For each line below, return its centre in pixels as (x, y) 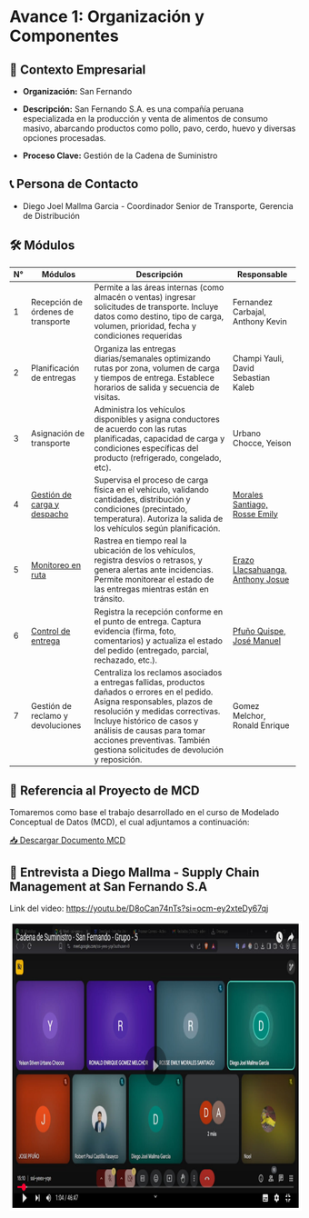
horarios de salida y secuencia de (157, 387)
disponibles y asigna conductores (157, 419)
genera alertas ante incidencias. (154, 570)
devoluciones (56, 725)
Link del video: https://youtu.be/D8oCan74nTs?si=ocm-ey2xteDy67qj (139, 908)
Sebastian (252, 377)
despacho (50, 514)
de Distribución (51, 215)
